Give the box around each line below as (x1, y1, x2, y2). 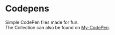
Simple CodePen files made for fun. (5, 19, 79, 25)
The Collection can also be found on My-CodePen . (5, 24, 110, 30)
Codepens (5, 3, 49, 14)
